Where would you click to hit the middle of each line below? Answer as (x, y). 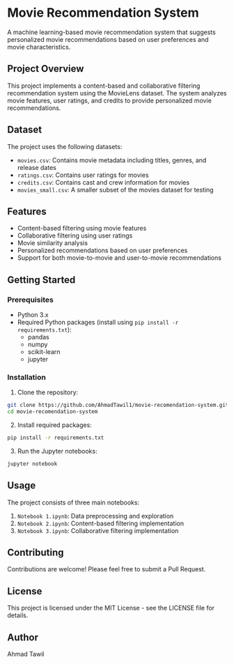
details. (18, 615)
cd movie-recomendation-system (53, 412)
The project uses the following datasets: (65, 146)
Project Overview (46, 69)
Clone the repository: (48, 392)
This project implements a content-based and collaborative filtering (104, 86)
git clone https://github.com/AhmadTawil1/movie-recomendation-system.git (118, 406)
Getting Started (41, 280)
